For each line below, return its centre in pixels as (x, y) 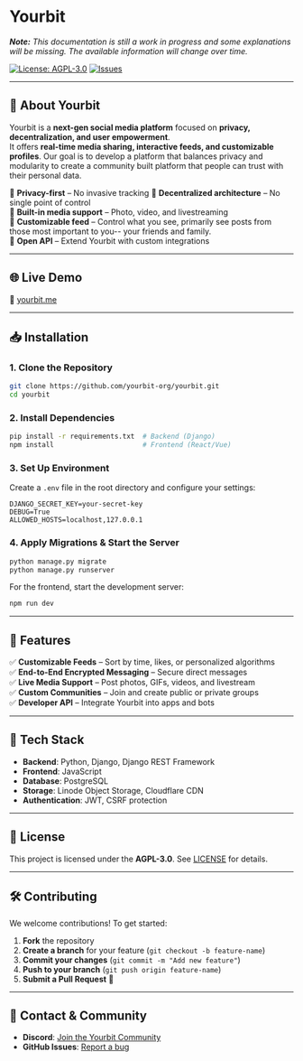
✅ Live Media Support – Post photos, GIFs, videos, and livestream (132, 683)
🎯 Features (40, 640)
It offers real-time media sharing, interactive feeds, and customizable (142, 146)
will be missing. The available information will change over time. (129, 51)
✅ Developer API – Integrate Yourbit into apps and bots (112, 703)
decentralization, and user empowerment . (90, 136)
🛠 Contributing (53, 897)
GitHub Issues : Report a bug (76, 1047)
